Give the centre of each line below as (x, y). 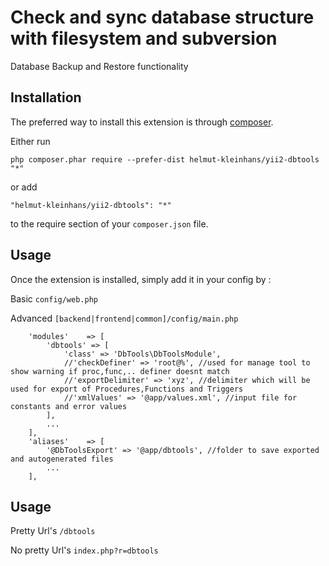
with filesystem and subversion (144, 38)
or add (24, 187)
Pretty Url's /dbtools (53, 531)
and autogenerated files (62, 459)
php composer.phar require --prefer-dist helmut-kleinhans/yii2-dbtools (165, 159)
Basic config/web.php (54, 298)
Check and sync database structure (162, 17)
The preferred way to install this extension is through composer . (142, 122)
